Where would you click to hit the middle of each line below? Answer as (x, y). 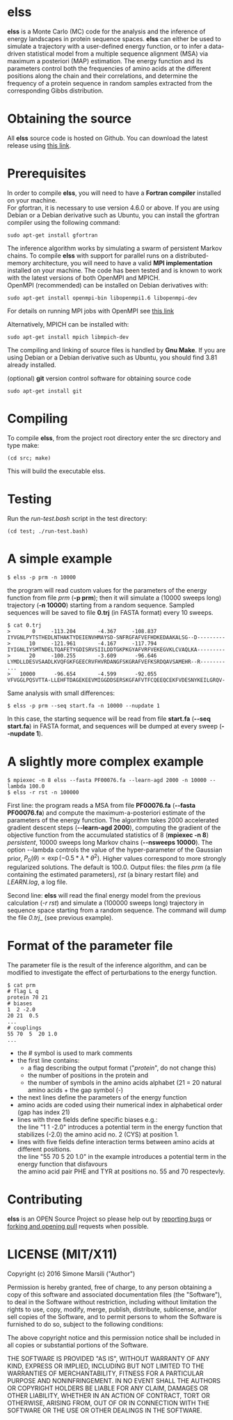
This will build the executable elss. (56, 471)
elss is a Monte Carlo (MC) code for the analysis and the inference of (106, 31)
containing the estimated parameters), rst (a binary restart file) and (103, 875)
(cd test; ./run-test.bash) (48, 531)
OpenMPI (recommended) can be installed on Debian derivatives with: (108, 285)
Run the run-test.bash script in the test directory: (77, 518)
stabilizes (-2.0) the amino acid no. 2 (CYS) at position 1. (98, 1134)
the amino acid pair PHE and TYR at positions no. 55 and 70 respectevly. (121, 1171)
